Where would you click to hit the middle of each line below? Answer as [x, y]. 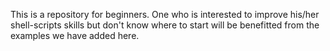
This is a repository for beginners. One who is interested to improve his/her [165, 14]
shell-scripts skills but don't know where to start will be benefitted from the [165, 25]
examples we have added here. [75, 35]
